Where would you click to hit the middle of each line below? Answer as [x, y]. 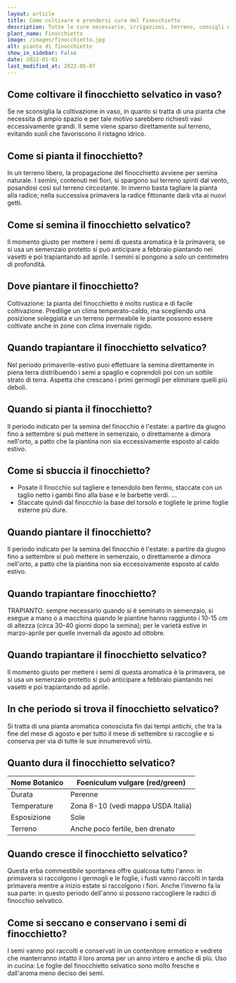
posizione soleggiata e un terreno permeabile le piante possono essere [110, 318]
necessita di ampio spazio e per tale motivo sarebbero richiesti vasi [105, 119]
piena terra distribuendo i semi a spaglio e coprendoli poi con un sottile [110, 372]
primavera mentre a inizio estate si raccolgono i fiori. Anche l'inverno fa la [114, 886]
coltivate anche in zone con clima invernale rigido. [80, 326]
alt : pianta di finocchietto [50, 46]
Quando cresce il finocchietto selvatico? [98, 854]
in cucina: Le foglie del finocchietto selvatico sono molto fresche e [104, 965]
